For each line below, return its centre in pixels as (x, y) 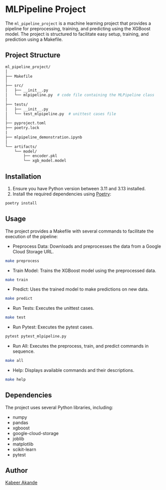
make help (16, 379)
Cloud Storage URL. (33, 251)
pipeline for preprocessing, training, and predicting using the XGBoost (78, 28)
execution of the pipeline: (32, 236)
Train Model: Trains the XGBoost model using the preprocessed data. (84, 270)
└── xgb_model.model (45, 161)
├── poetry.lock (22, 128)
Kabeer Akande (21, 482)
